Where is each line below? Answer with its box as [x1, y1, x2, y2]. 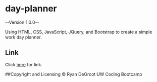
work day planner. [5, 34, 42, 40]
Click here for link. [5, 61, 43, 67]
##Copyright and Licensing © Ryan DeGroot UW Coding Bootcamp [5, 71, 143, 77]
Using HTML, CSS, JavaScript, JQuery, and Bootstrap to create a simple [5, 29, 153, 35]
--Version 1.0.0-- [5, 19, 40, 25]
